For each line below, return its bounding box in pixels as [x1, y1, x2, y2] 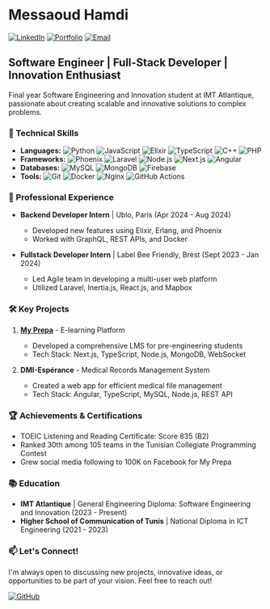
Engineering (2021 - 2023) [19, 525, 109, 535]
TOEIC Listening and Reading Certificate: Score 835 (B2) [19, 431, 209, 441]
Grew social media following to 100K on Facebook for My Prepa [19, 457, 232, 467]
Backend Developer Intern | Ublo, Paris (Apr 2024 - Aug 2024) [19, 210, 232, 220]
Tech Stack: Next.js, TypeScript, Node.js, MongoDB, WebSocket [32, 349, 247, 359]
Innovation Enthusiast [8, 69, 121, 82]
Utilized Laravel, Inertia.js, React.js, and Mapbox [32, 283, 192, 293]
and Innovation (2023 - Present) [19, 508, 128, 518]
